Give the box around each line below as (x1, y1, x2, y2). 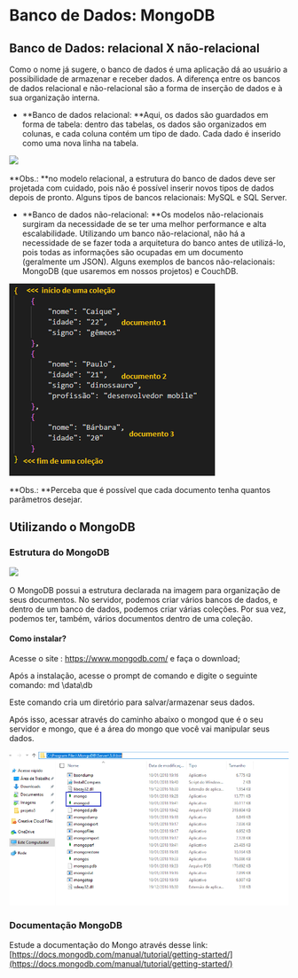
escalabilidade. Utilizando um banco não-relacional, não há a (21, 228, 246, 239)
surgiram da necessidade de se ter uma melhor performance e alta (21, 219, 267, 229)
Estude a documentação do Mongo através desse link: (9, 939, 208, 950)
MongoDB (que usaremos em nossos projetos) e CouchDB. (21, 266, 239, 276)
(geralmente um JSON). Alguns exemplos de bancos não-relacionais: (21, 256, 276, 267)
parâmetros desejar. (9, 494, 82, 505)
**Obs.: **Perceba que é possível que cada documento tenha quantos (9, 485, 271, 495)
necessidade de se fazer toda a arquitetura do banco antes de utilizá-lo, (21, 238, 286, 248)
